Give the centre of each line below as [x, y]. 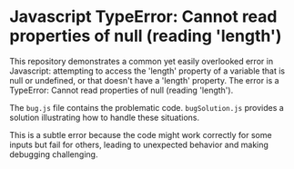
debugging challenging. [54, 154]
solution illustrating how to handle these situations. [105, 117]
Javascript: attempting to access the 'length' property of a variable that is [147, 71]
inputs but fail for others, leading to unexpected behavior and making [139, 144]
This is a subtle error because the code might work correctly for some [141, 134]
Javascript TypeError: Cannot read [143, 17]
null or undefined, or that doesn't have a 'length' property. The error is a [144, 80]
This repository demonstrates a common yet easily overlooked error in [142, 61]
